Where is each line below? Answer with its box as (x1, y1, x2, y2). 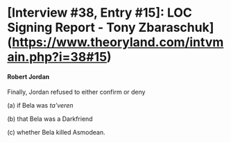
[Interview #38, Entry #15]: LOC (7, 5, 193, 21)
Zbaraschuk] (138, 19, 214, 35)
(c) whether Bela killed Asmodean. (7, 128, 105, 137)
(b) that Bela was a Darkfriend (7, 115, 93, 123)
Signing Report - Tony (7, 19, 136, 35)
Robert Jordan (7, 72, 50, 81)
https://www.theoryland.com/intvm (12, 35, 224, 50)
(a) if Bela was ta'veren (7, 101, 74, 110)
